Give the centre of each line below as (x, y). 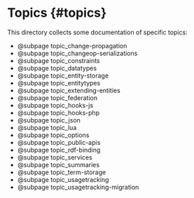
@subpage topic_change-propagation (72, 45)
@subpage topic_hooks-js (55, 105)
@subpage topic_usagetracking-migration (78, 187)
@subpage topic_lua (47, 127)
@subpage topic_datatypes (57, 68)
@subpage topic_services (55, 157)
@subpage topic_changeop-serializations (77, 53)
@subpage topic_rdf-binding (59, 150)
